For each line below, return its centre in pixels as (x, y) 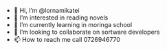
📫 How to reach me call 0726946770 (67, 40)
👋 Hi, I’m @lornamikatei (47, 10)
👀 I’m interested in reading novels (61, 18)
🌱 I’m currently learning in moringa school (73, 25)
